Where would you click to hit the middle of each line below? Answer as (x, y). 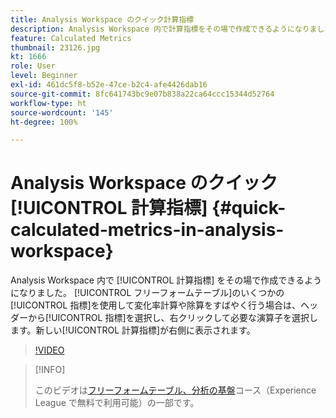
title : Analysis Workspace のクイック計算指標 (102, 19)
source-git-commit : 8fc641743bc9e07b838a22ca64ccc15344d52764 (142, 94)
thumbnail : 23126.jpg (55, 47)
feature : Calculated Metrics (71, 38)
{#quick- (249, 208)
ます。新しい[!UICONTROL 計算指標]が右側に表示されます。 (133, 330)
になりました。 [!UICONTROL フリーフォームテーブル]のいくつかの (147, 293)
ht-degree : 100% (44, 122)
